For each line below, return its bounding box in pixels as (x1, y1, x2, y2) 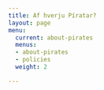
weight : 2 (15, 63, 47, 71)
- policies (15, 56, 51, 64)
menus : (15, 41, 37, 49)
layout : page (8, 19, 51, 27)
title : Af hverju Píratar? (8, 11, 97, 20)
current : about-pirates (15, 33, 93, 42)
